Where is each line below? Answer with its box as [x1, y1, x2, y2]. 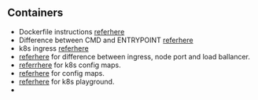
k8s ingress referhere [18, 43, 89, 53]
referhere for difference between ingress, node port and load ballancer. [18, 52, 251, 61]
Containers [7, 6, 64, 20]
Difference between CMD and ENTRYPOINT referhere [18, 35, 193, 45]
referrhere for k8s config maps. [18, 60, 121, 70]
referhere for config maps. [18, 68, 105, 77]
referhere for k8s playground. [18, 77, 115, 86]
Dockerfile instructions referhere [18, 27, 125, 36]
